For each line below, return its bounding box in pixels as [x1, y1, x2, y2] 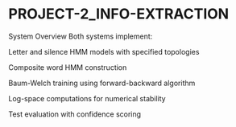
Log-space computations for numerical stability [8, 93, 167, 103]
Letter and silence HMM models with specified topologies [8, 47, 200, 56]
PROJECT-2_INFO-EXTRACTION [8, 5, 230, 23]
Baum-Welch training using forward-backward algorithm [8, 78, 196, 88]
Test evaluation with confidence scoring [8, 109, 142, 119]
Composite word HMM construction [8, 62, 127, 72]
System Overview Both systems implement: [8, 31, 153, 41]
